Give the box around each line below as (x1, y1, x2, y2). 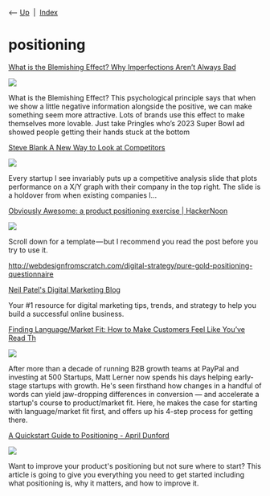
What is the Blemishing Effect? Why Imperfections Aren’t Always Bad (8, 62, 236, 72)
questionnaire (8, 269, 54, 279)
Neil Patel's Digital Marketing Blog (8, 285, 121, 294)
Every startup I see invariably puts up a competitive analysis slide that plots (8, 173, 258, 182)
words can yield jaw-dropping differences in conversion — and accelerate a (8, 389, 260, 399)
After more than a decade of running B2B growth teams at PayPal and (8, 363, 239, 373)
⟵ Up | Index (8, 8, 59, 17)
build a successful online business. (8, 309, 125, 318)
